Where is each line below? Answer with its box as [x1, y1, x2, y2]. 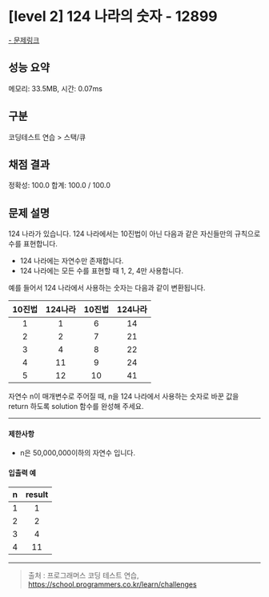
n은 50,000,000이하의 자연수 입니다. [19, 448, 136, 458]
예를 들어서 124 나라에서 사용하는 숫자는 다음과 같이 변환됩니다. [8, 283, 206, 293]
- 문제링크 [8, 35, 40, 45]
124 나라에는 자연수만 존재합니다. [19, 256, 124, 266]
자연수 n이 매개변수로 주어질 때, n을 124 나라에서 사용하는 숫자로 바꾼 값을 [8, 391, 239, 401]
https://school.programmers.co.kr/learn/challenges [27, 579, 198, 589]
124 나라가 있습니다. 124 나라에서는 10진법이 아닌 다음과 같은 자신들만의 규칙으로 [8, 229, 261, 238]
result [25, 489, 49, 500]
